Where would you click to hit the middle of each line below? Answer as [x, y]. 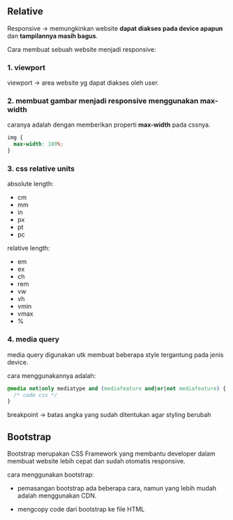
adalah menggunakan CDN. [57, 496]
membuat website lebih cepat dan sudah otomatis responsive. [97, 461]
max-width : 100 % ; [39, 144]
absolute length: [30, 184]
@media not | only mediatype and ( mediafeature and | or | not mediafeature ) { [117, 388]
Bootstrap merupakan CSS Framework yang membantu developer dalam [111, 454]
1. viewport [26, 67]
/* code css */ [36, 395]
